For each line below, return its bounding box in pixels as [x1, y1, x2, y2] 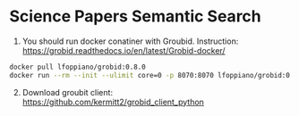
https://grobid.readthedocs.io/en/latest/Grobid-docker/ [21, 45, 226, 55]
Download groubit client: [21, 87, 114, 97]
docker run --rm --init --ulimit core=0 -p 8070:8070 [9, 70, 215, 79]
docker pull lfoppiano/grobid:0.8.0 [9, 62, 146, 71]
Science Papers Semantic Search [9, 6, 261, 27]
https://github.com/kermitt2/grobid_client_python [21, 96, 204, 107]
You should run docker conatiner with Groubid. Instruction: [21, 36, 239, 46]
